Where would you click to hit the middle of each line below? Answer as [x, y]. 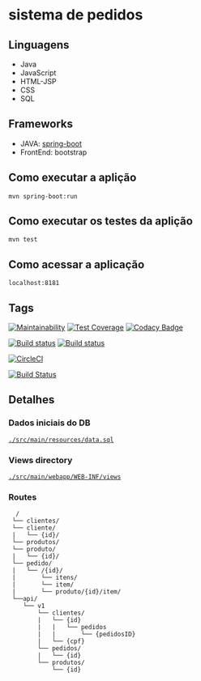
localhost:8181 [34, 283]
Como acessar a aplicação [77, 264]
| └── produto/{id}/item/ [66, 592]
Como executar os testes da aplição [100, 221]
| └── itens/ [45, 578]
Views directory [41, 460]
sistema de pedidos [76, 15]
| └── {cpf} [61, 641]
